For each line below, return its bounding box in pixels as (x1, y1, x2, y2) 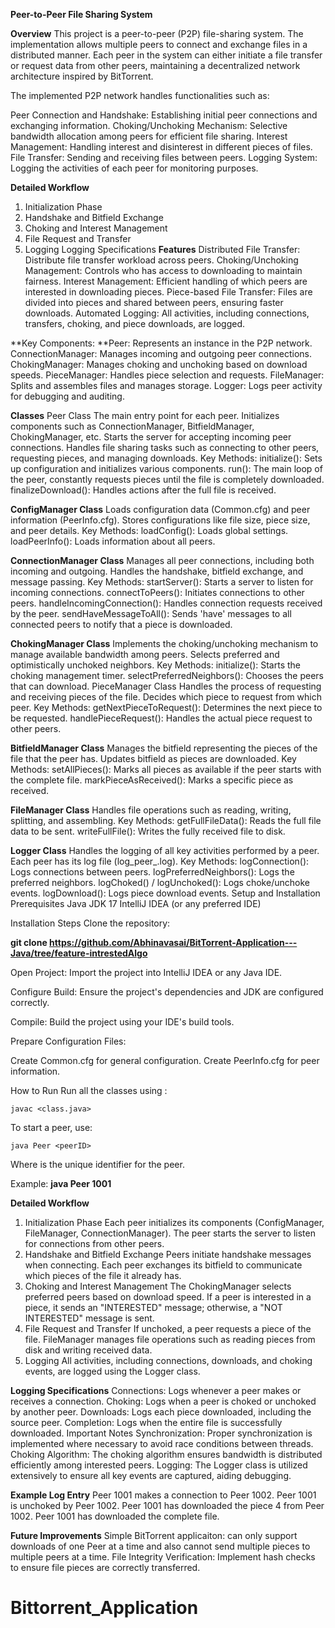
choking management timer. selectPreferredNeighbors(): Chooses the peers (10, 670, 325, 681)
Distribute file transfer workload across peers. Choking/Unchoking (24, 254, 299, 266)
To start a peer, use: (10, 1122, 93, 1133)
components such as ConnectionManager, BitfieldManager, (10, 420, 255, 432)
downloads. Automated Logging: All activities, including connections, (24, 307, 310, 319)
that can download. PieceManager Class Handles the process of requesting (10, 680, 322, 692)
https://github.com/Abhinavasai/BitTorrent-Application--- (49, 937, 298, 948)
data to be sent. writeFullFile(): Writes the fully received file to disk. (10, 825, 286, 837)
